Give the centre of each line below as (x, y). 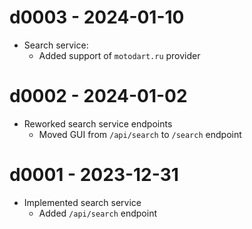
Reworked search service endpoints (98, 123)
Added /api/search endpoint (97, 213)
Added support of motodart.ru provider (119, 55)
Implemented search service (82, 202)
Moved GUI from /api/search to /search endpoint (140, 134)
